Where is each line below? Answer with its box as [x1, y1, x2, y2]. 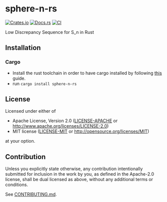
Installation [5, 43, 41, 52]
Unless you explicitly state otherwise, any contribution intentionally [5, 166, 143, 172]
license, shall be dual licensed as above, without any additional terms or [5, 177, 153, 183]
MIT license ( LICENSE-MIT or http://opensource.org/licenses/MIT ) [12, 128, 149, 135]
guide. [12, 75, 26, 81]
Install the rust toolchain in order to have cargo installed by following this [12, 70, 162, 76]
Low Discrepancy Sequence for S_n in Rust [5, 29, 94, 35]
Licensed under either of [5, 108, 56, 114]
